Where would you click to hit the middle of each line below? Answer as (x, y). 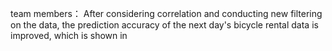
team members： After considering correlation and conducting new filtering (166, 13)
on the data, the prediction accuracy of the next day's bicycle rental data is (164, 25)
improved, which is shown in (69, 35)
